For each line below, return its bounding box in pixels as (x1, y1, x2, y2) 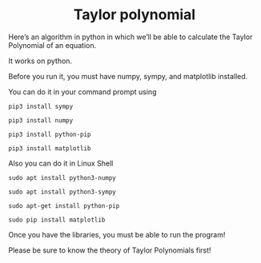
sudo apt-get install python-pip (8, 201, 120, 209)
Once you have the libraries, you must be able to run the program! (8, 229, 226, 239)
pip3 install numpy (8, 116, 74, 125)
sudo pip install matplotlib (8, 216, 106, 224)
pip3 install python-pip (8, 130, 91, 138)
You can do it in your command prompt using (8, 86, 157, 97)
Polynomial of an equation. (8, 40, 97, 50)
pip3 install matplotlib (8, 144, 91, 153)
